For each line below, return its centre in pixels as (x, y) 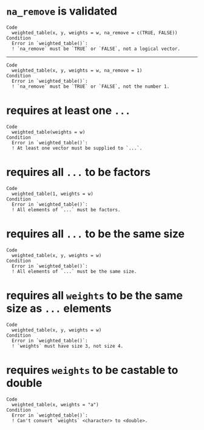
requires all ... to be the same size (96, 234)
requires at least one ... (69, 111)
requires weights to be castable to (92, 370)
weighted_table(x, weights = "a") (55, 404)
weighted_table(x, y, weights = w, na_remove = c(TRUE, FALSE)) (95, 33)
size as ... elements (59, 308)
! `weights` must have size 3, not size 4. (67, 346)
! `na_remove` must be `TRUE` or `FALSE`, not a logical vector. (96, 49)
